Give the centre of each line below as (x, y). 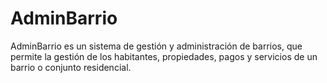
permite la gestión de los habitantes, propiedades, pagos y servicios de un (164, 56)
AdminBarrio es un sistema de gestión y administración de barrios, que (156, 46)
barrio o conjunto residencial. (71, 67)
